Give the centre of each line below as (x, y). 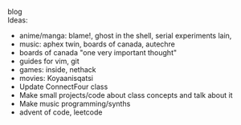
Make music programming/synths (75, 104)
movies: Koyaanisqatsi (56, 78)
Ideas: (18, 20)
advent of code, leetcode (61, 112)
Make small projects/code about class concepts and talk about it (126, 95)
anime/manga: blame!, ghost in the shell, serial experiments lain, (125, 36)
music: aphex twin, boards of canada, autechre (97, 44)
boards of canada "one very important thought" (98, 52)
